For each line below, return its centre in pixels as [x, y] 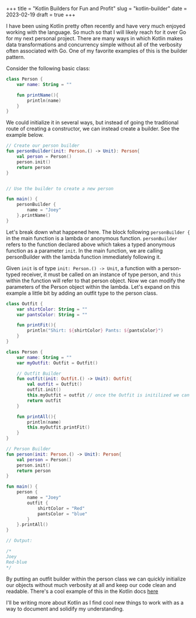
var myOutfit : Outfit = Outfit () [57, 363]
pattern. [16, 57]
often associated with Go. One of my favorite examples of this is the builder [97, 51]
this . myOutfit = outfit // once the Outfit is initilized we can [109, 395]
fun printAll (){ [37, 417]
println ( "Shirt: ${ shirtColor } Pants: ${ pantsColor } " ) [95, 331]
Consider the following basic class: [48, 68]
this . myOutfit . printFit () [59, 427]
